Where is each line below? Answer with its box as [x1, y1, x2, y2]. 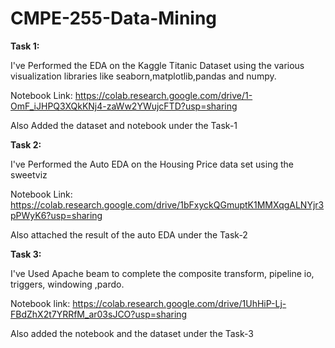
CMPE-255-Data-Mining [10, 7, 218, 30]
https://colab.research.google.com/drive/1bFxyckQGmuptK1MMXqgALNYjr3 [10, 198, 325, 211]
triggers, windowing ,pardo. [10, 278, 125, 290]
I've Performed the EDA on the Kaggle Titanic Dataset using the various [10, 59, 305, 71]
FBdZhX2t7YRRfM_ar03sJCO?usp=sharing [10, 308, 188, 320]
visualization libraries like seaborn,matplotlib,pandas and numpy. [10, 70, 277, 82]
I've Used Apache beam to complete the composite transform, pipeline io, [10, 267, 315, 279]
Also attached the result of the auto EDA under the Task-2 [10, 228, 248, 241]
